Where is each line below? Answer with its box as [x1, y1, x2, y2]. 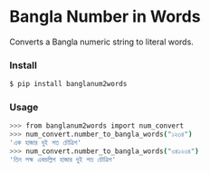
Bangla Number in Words [9, 6, 201, 27]
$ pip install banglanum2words [9, 80, 128, 89]
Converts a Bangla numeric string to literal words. [9, 36, 195, 47]
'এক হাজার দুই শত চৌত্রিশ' [9, 139, 81, 148]
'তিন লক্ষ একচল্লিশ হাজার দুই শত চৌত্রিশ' [9, 155, 117, 164]
